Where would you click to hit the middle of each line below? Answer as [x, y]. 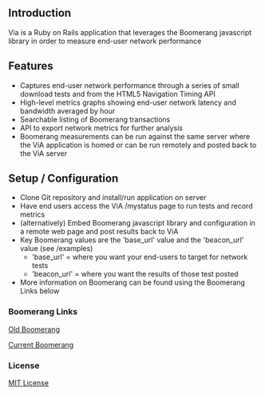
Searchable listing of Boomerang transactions [95, 119]
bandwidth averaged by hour [67, 110]
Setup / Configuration [63, 179]
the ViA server [44, 153]
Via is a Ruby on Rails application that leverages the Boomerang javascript [130, 32]
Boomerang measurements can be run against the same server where [135, 136]
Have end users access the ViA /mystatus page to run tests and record [136, 206]
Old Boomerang [34, 329]
